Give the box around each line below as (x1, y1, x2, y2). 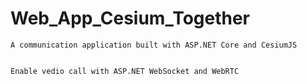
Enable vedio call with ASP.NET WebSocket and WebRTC (10, 66, 240, 76)
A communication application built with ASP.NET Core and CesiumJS (10, 40, 298, 50)
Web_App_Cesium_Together (10, 7, 251, 30)
